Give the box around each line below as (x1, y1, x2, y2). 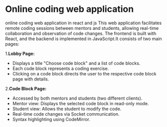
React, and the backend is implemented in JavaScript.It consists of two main (5, 36, 162, 42)
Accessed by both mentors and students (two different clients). (12, 95, 143, 101)
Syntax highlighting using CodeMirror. (12, 116, 91, 122)
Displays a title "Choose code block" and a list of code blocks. (12, 60, 141, 66)
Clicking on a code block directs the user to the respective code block (12, 70, 157, 76)
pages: (5, 41, 19, 47)
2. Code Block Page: (5, 85, 47, 91)
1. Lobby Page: (5, 51, 35, 57)
